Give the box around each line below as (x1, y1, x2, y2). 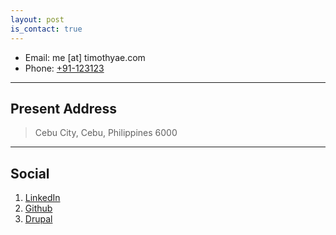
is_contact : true (10, 24, 83, 34)
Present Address (10, 100, 117, 117)
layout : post (10, 14, 65, 25)
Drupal (24, 213, 53, 225)
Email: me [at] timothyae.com (24, 51, 146, 63)
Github (24, 202, 53, 215)
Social (10, 165, 50, 182)
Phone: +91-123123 (24, 62, 105, 74)
